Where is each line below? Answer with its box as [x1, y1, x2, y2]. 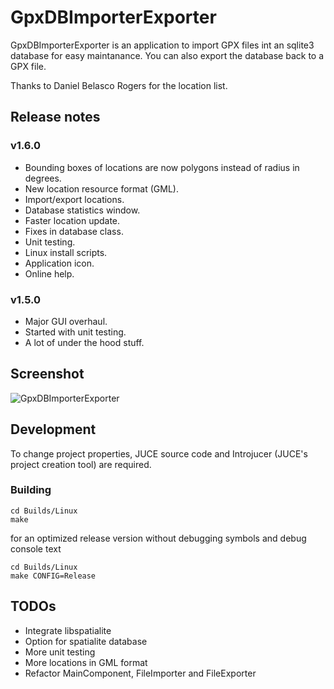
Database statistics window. [24, 204, 141, 216]
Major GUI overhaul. [24, 315, 108, 327]
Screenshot [10, 366, 85, 383]
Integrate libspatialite [24, 624, 112, 636]
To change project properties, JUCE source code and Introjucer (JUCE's [10, 447, 308, 460]
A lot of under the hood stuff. [24, 336, 145, 348]
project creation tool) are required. [10, 458, 152, 470]
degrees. [24, 172, 62, 184]
